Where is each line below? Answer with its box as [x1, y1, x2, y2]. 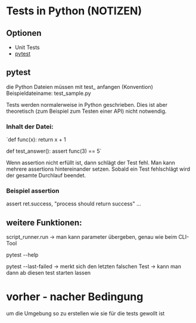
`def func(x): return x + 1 [6, 136, 67, 143]
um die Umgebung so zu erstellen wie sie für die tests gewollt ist [6, 310, 165, 317]
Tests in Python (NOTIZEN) [6, 4, 142, 18]
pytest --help [6, 251, 39, 259]
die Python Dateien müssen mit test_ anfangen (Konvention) [6, 83, 154, 90]
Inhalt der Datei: [6, 122, 54, 131]
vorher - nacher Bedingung [6, 290, 144, 304]
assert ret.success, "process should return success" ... [6, 200, 141, 207]
